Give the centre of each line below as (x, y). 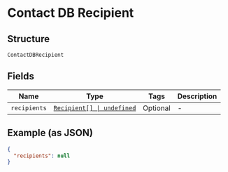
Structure (29, 39)
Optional (157, 108)
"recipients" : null (42, 156)
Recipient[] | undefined (95, 108)
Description (197, 96)
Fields (21, 76)
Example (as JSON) (50, 133)
